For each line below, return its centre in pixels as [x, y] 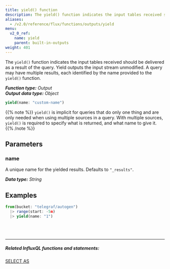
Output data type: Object [32, 93]
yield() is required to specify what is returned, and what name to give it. [81, 123]
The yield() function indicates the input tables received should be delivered [85, 62]
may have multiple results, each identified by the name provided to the [79, 73]
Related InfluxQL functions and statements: [52, 248]
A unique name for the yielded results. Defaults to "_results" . [70, 169]
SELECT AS [17, 261]
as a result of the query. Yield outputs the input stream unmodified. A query [84, 67]
